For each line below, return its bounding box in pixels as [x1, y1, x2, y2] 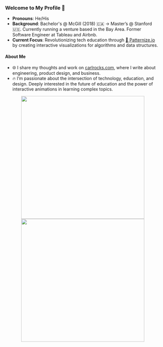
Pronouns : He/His [12, 16, 49, 22]
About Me [5, 54, 26, 59]
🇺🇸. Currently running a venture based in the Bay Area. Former [12, 27, 141, 32]
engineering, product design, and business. [12, 70, 101, 76]
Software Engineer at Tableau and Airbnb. [12, 32, 98, 38]
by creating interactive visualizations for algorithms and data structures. [12, 42, 159, 48]
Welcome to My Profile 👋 [5, 4, 65, 11]
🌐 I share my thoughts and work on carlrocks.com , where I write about [12, 64, 156, 70]
